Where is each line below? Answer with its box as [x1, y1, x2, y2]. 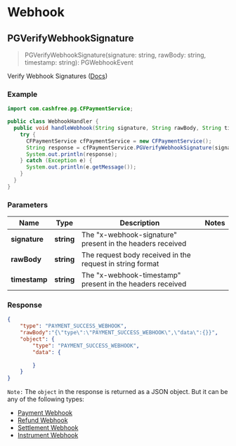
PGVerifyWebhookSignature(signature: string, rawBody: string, [24, 51, 206, 59]
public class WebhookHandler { [7, 118, 99, 125]
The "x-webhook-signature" [81, 230, 178, 240]
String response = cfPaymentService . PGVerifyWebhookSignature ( [25, 144, 216, 151]
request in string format [81, 259, 159, 269]
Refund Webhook [17, 416, 68, 425]
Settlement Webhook [17, 424, 79, 432]
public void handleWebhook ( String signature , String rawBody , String [13, 124, 221, 132]
